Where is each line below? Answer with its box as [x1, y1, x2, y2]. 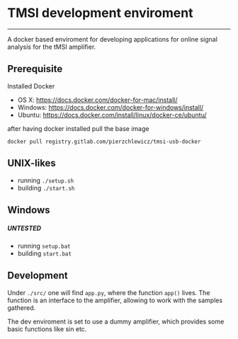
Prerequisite [7, 63, 63, 75]
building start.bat [17, 249, 72, 258]
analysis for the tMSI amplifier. [7, 42, 96, 51]
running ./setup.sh [17, 176, 74, 185]
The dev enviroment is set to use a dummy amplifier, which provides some [7, 317, 225, 326]
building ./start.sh [17, 183, 75, 192]
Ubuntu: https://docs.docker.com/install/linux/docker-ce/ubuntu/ [17, 110, 207, 119]
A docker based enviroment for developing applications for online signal [7, 35, 218, 43]
